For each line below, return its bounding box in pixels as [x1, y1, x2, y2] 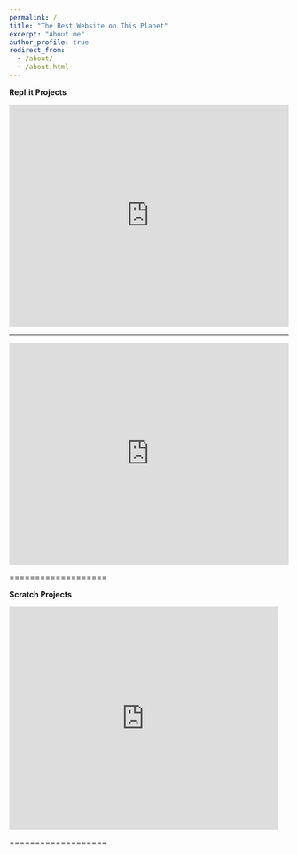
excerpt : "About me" [9, 29, 86, 38]
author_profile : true [9, 37, 90, 47]
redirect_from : [9, 46, 66, 55]
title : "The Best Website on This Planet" [9, 21, 169, 30]
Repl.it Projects [9, 86, 67, 98]
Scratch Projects [9, 589, 73, 599]
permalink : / [9, 12, 58, 22]
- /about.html [17, 63, 69, 72]
